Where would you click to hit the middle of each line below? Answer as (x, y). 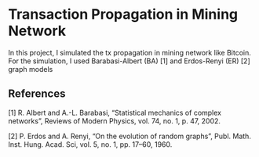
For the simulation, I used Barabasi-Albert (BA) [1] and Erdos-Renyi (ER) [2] (129, 61)
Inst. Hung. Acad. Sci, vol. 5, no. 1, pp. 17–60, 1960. (90, 144)
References (37, 94)
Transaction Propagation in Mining (123, 14)
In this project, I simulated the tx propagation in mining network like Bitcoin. (129, 52)
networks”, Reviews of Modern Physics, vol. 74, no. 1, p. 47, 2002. (115, 121)
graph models (31, 69)
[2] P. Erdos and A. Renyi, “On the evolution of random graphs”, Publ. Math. (129, 136)
